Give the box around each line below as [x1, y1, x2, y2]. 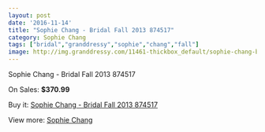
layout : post [8, 11, 51, 20]
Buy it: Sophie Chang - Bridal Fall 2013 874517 [8, 100, 159, 109]
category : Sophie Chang [8, 33, 87, 42]
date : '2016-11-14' [8, 19, 73, 27]
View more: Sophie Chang [8, 115, 93, 124]
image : [8, 48, 30, 56]
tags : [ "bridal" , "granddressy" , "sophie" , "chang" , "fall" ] [8, 41, 200, 49]
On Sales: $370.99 [8, 85, 70, 94]
